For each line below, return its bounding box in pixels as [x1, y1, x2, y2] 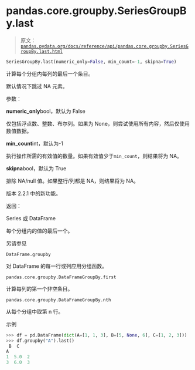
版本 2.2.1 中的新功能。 [6, 190, 61, 197]
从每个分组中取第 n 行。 [6, 308, 64, 315]
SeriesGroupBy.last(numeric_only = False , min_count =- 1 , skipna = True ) [6, 59, 177, 65]
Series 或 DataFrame [6, 214, 56, 221]
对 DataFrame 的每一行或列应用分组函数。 [6, 263, 107, 270]
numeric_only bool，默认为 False [6, 107, 86, 115]
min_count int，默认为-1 [6, 140, 63, 147]
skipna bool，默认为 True [6, 164, 67, 171]
